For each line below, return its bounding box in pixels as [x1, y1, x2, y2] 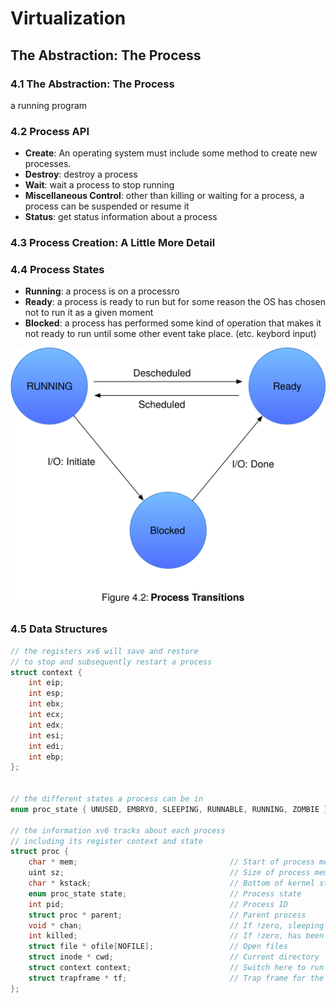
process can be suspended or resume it [24, 200, 190, 212]
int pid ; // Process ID [28, 899, 288, 909]
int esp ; [28, 688, 65, 699]
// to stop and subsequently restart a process [10, 657, 213, 667]
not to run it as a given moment [24, 307, 154, 319]
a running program [10, 99, 88, 111]
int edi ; [28, 741, 65, 751]
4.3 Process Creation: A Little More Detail [10, 236, 216, 250]
